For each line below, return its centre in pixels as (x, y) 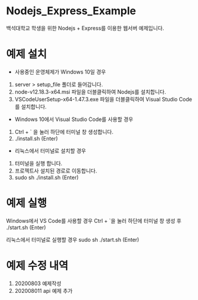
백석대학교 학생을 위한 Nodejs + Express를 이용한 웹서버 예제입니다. (85, 28)
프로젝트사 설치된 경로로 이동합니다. (56, 171)
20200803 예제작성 (38, 283)
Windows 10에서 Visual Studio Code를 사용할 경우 (74, 119)
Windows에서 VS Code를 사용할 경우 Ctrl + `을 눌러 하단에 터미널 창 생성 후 (94, 221)
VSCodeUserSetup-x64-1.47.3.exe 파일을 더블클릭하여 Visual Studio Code (103, 99)
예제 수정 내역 (37, 266)
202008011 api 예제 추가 (43, 291)
